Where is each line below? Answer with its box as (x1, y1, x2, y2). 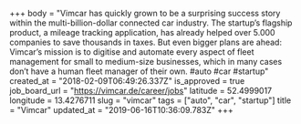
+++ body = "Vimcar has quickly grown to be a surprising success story (9, 8, 281, 18)
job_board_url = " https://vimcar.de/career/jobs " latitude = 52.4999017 (9, 86, 273, 96)
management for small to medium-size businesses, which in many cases (9, 57, 283, 67)
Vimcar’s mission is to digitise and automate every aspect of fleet (9, 46, 254, 57)
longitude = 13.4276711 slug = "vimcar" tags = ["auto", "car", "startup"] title (9, 95, 292, 106)
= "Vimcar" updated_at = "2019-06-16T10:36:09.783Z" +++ (9, 105, 234, 115)
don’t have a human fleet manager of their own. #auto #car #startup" (9, 66, 269, 77)
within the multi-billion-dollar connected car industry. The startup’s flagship (9, 17, 293, 28)
